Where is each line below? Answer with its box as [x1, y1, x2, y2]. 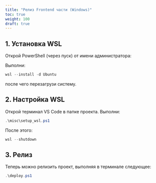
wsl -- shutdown [5, 137, 37, 142]
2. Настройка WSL [5, 95, 65, 104]
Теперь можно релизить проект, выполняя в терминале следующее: [5, 164, 152, 170]
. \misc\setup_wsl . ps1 [5, 118, 50, 123]
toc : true [5, 12, 26, 17]
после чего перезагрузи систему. [5, 81, 77, 87]
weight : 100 [5, 16, 30, 21]
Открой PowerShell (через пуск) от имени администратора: [5, 53, 132, 59]
